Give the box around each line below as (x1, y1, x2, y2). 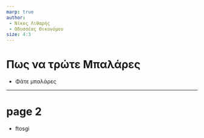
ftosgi (15, 125, 30, 132)
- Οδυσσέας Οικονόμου (8, 26, 64, 32)
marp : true (6, 9, 34, 15)
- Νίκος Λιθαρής (8, 20, 50, 26)
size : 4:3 (6, 32, 32, 38)
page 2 (6, 105, 42, 119)
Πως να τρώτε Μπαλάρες (6, 58, 141, 72)
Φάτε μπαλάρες (15, 78, 56, 85)
